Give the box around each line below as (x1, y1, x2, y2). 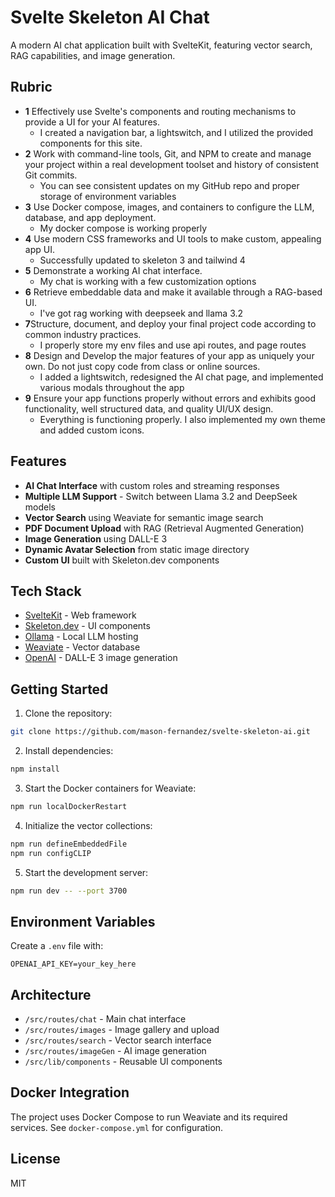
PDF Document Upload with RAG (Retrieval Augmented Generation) (24, 522, 305, 534)
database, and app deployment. (24, 211, 157, 223)
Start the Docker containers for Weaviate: (24, 782, 197, 794)
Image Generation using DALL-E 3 (24, 532, 168, 545)
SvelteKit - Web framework (24, 609, 137, 621)
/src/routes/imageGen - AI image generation (24, 1045, 207, 1057)
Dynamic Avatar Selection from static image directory (24, 543, 250, 555)
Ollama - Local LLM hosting (24, 631, 139, 643)
